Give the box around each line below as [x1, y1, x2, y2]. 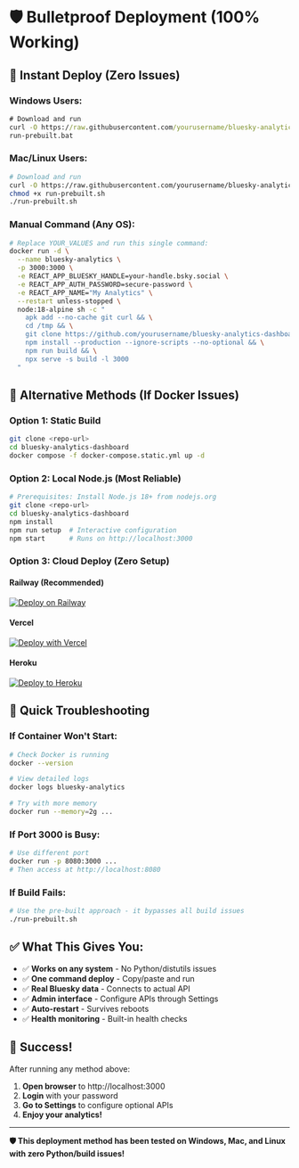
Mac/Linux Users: [9, 152, 88, 165]
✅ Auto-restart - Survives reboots [21, 1003, 149, 1014]
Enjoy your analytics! [21, 1109, 102, 1120]
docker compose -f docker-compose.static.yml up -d [9, 451, 205, 460]
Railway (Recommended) [9, 577, 104, 588]
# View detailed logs [9, 775, 90, 784]
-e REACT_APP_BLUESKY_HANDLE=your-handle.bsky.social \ [17, 272, 229, 281]
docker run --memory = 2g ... [9, 808, 114, 817]
